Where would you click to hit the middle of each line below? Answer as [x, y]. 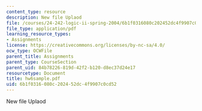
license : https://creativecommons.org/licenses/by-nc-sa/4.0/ [86, 46]
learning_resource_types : [38, 34]
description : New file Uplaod [44, 17]
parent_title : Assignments [40, 56]
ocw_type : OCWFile [29, 51]
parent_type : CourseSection [41, 62]
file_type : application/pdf [41, 28]
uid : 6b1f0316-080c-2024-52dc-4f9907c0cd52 [62, 85]
